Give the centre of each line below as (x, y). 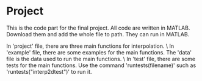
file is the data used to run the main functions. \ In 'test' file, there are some (101, 59)
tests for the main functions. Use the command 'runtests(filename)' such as (101, 65)
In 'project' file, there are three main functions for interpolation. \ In (90, 46)
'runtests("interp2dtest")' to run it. (49, 71)
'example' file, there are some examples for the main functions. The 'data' (99, 52)
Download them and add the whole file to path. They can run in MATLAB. (98, 34)
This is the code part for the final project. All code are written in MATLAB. (98, 28)
